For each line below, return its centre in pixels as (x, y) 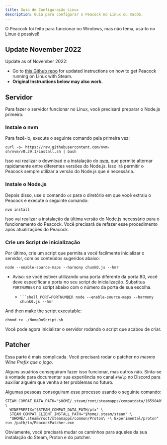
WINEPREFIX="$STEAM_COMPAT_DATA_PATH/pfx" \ (56, 410)
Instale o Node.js (26, 184)
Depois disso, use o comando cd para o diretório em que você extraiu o (78, 195)
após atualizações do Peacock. (37, 229)
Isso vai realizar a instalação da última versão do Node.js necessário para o (83, 219)
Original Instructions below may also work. (58, 82)
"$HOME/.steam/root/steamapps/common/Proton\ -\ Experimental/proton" (84, 418)
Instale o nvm (22, 127)
